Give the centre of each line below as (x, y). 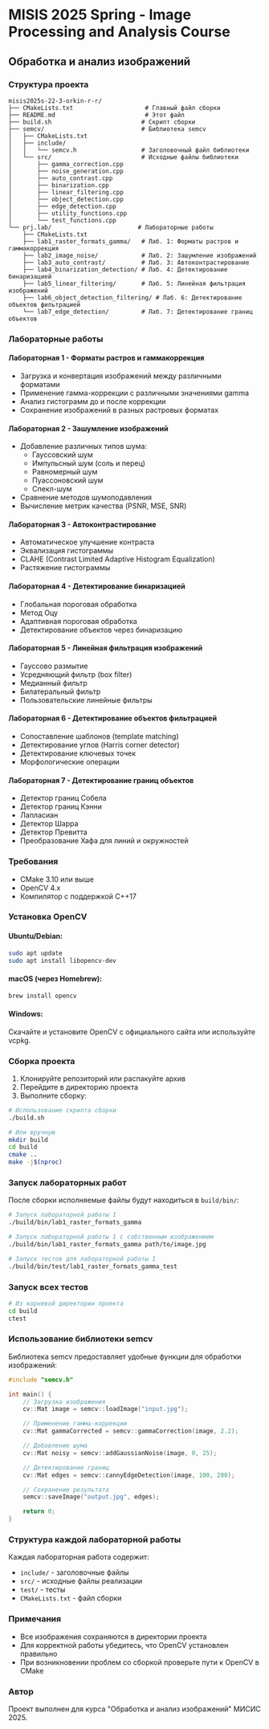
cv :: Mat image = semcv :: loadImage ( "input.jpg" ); (106, 1409)
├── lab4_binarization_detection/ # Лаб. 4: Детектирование (125, 269)
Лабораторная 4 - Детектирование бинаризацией (97, 586)
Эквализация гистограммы (67, 551)
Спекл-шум (52, 489)
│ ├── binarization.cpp (59, 185)
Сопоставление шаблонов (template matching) (99, 736)
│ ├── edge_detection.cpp (62, 206)
